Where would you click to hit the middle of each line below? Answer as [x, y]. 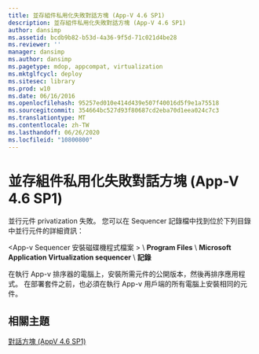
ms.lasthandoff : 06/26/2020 [54, 132]
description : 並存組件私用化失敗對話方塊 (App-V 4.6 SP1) [97, 23]
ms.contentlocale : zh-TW [49, 125]
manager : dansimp [36, 52]
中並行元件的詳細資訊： [46, 231]
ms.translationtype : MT [47, 118]
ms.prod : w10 [29, 88]
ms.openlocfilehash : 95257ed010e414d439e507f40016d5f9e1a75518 [114, 103]
